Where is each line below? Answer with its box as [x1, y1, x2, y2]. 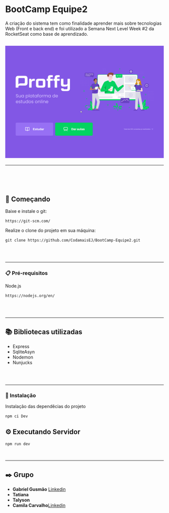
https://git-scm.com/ [5, 218, 51, 223]
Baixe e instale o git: [5, 208, 47, 214]
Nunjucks [12, 360, 33, 366]
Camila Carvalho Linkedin [12, 502, 66, 508]
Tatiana [12, 491, 29, 497]
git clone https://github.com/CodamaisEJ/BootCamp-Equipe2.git [5, 238, 141, 243]
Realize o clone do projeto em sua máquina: [5, 227, 96, 233]
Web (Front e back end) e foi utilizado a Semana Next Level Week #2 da [5, 25, 154, 31]
